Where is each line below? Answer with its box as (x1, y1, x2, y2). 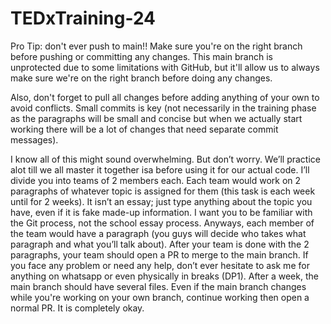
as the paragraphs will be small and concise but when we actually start (10, 112, 303, 124)
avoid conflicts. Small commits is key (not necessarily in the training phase (10, 102, 317, 114)
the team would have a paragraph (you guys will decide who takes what (10, 227, 307, 239)
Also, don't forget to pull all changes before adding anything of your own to (10, 91, 320, 103)
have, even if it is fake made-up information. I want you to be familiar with (10, 206, 313, 218)
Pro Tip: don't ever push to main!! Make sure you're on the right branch (10, 40, 303, 52)
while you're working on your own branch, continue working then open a (10, 291, 310, 303)
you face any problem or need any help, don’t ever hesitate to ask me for (10, 259, 310, 271)
